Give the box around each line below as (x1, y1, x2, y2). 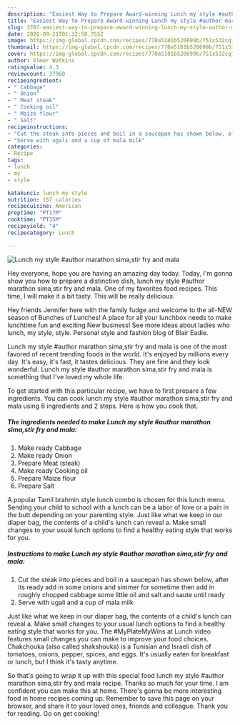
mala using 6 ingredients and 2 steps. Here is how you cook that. (7, 401, 199, 410)
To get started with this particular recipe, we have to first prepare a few (7, 386, 217, 395)
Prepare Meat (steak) (17, 459, 81, 467)
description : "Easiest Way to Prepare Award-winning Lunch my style (7, 10, 216, 18)
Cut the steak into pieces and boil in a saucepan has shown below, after (17, 575, 229, 584)
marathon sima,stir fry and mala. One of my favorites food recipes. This (7, 284, 218, 293)
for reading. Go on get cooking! (7, 709, 100, 718)
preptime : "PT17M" (7, 209, 62, 216)
